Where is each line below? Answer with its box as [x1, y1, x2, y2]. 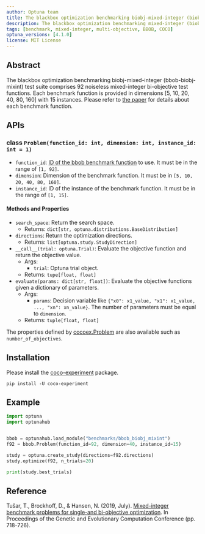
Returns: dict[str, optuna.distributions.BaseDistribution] [24, 225, 179, 233]
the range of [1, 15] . [15, 191, 69, 198]
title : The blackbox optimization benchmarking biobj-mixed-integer [6, 15, 184, 21]
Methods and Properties [6, 205, 70, 212]
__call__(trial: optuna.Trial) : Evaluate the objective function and [15, 244, 187, 252]
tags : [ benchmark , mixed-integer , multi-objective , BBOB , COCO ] [6, 26, 173, 32]
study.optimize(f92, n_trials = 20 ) [6, 457, 95, 464]
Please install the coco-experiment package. [6, 369, 119, 376]
